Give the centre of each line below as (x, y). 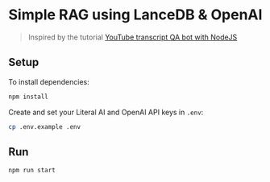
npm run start (32, 171)
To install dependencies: (49, 81)
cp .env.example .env (45, 126)
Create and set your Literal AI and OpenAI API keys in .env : (106, 112)
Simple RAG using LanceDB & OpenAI (135, 15)
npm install (28, 97)
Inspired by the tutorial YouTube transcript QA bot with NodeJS (133, 37)
